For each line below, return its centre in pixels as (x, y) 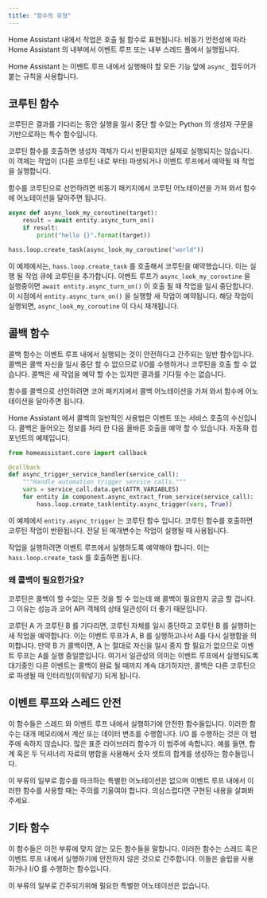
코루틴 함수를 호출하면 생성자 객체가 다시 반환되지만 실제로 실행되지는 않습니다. (130, 151)
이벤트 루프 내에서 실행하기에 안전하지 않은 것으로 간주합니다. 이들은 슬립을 (124, 858)
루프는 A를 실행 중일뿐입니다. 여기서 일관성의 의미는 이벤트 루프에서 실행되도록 (137, 656)
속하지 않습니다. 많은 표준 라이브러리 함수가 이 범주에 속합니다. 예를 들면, (135, 743)
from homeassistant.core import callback (78, 453)
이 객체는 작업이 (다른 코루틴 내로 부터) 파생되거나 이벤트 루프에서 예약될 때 (124, 161)
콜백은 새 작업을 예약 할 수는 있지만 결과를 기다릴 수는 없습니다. (129, 374)
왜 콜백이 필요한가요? (46, 580)
